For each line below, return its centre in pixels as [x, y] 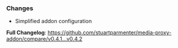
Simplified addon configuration [53, 21]
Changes [20, 8]
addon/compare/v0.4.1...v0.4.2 [44, 39]
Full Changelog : [26, 33]
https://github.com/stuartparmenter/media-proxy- [110, 33]
